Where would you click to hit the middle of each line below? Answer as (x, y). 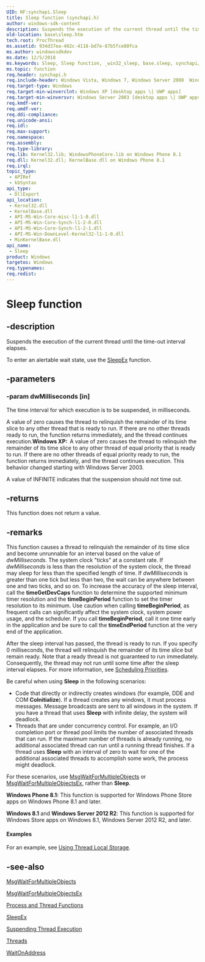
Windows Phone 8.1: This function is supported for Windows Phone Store (99, 795)
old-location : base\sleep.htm (45, 35)
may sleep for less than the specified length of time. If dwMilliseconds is (97, 573)
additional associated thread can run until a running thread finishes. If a (105, 745)
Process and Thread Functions (45, 905)
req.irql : (19, 166)
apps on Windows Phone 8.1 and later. (54, 802)
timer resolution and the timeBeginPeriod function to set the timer (89, 599)
